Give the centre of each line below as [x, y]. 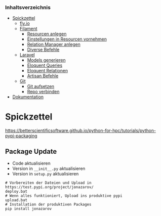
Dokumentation [28, 97]
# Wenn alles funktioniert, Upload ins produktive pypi [64, 196]
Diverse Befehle [43, 50]
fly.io [25, 23]
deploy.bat [16, 192]
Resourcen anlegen [47, 34]
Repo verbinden [43, 92]
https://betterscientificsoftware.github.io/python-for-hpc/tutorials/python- [80, 130]
